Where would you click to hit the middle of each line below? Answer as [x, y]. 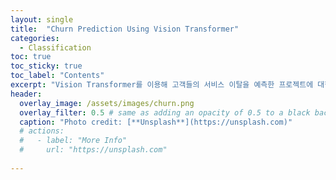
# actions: [42, 131]
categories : [35, 38]
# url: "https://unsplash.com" [93, 150]
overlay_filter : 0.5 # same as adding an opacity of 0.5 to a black [165, 112]
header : [26, 94]
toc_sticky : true [46, 66]
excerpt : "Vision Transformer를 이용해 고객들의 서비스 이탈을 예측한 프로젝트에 [162, 85]
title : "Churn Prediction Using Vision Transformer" [125, 29]
